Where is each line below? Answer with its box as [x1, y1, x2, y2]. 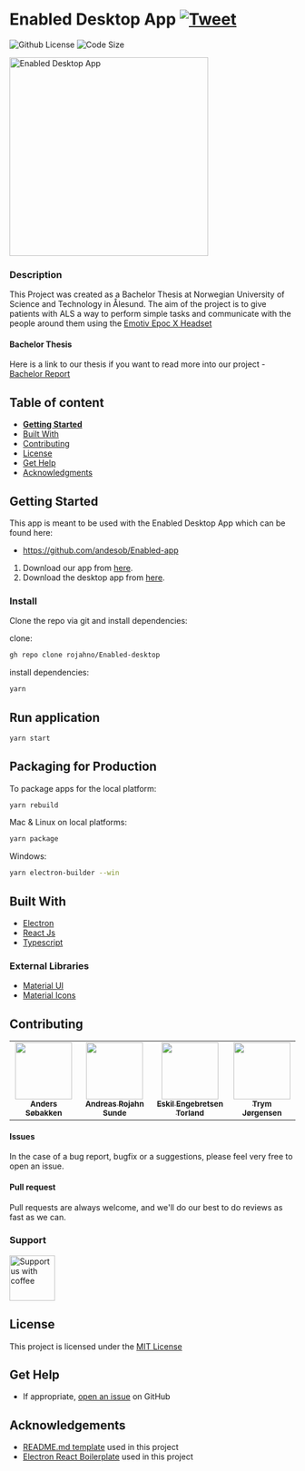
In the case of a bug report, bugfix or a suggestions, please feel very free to [9, 1151, 293, 1162]
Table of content [9, 395, 104, 410]
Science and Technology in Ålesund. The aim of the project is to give [9, 299, 267, 310]
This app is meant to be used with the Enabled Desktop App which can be [9, 518, 286, 528]
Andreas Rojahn [84, 1099, 144, 1110]
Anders [30, 1099, 57, 1110]
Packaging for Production [9, 759, 157, 775]
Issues [9, 1130, 35, 1141]
